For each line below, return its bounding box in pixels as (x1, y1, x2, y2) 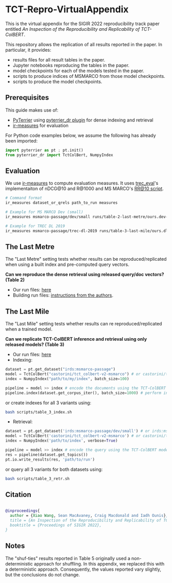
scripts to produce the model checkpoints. (12, 78, 102, 85)
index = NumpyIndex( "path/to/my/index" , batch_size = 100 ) (5, 376, 130, 381)
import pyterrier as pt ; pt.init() (5, 148, 83, 153)
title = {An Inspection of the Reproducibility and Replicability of (10, 518, 161, 523)
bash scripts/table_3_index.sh (5, 409, 72, 414)
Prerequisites (5, 93, 49, 102)
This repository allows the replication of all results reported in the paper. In (5, 41, 163, 47)
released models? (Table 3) (5, 342, 65, 348)
